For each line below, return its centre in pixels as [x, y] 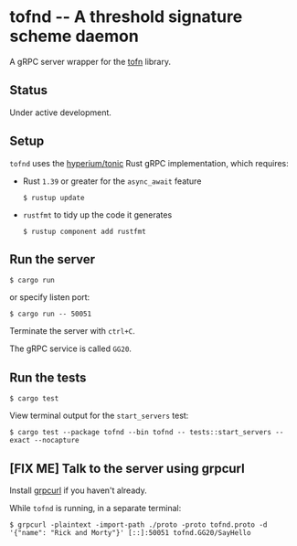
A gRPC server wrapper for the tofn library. [90, 61]
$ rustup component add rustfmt [84, 231]
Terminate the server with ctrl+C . [72, 331]
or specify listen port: [50, 297]
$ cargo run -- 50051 [51, 314]
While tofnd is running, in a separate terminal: [95, 508]
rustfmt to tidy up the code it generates [97, 214]
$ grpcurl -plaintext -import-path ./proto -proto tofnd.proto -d [138, 525]
